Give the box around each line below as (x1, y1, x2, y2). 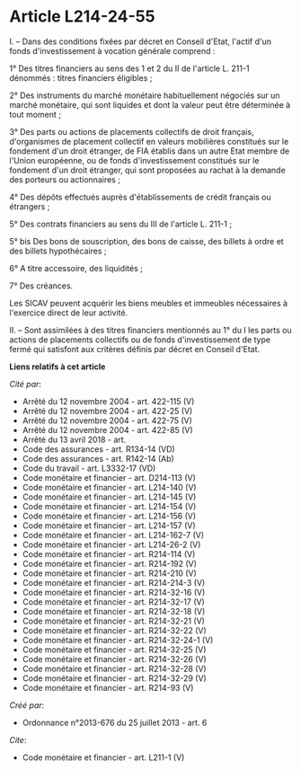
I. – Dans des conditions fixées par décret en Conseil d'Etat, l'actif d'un (9, 36, 272, 47)
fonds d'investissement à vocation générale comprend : (9, 45, 216, 56)
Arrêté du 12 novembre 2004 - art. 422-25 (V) (22, 405, 193, 416)
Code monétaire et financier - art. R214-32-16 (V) (22, 587, 206, 597)
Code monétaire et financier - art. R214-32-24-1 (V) (22, 634, 214, 645)
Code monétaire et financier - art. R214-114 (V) (22, 548, 196, 559)
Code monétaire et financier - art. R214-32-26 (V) (22, 653, 207, 664)
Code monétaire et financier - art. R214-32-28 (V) (22, 663, 207, 674)
